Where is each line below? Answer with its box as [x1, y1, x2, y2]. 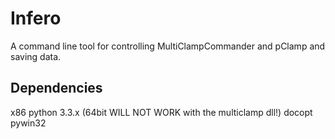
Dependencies [10, 80, 103, 97]
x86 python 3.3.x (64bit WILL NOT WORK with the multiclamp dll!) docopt [10, 106, 313, 118]
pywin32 [10, 117, 47, 129]
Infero [10, 7, 62, 30]
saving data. [10, 50, 62, 62]
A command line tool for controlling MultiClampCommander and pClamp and [10, 40, 326, 52]
